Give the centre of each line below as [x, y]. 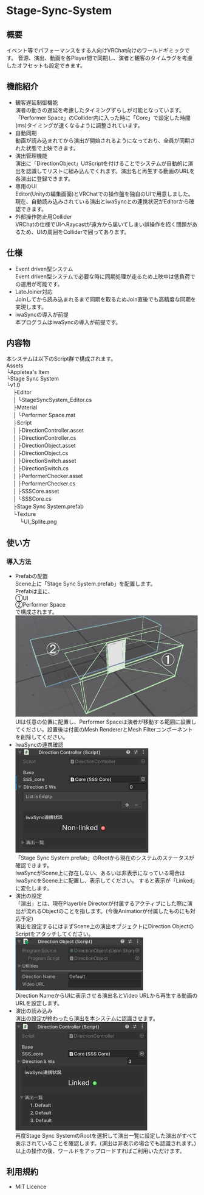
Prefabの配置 [32, 576]
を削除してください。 [42, 737]
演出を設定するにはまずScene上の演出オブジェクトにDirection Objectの [104, 926]
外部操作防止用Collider [43, 216]
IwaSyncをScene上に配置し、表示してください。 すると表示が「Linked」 [105, 880]
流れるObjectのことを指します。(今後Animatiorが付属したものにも [108, 911]
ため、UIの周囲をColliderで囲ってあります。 [75, 231]
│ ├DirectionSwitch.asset [45, 461]
